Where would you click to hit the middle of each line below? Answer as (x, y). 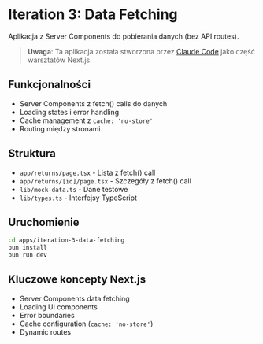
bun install (28, 248)
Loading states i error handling (69, 112)
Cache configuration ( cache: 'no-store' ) (86, 324)
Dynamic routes (45, 331)
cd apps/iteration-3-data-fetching (67, 240)
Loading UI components (59, 307)
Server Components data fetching (74, 298)
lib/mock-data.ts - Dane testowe (74, 189)
